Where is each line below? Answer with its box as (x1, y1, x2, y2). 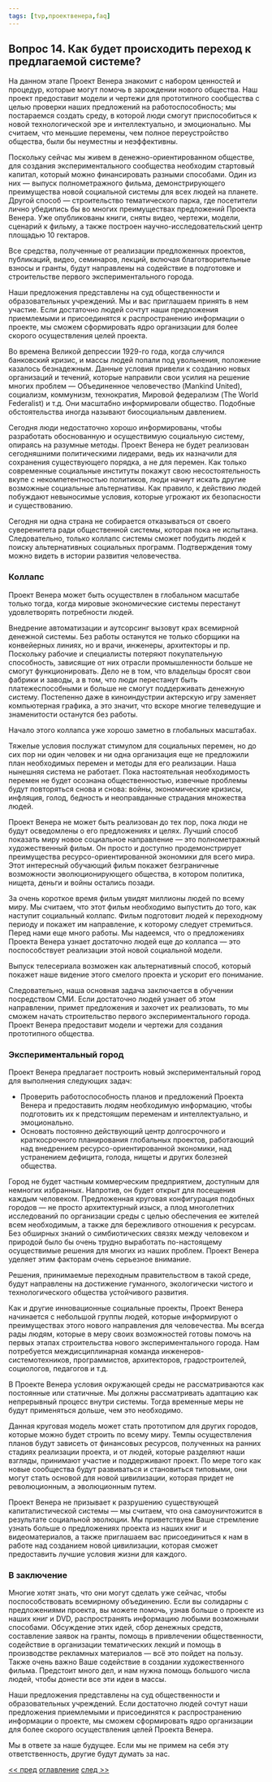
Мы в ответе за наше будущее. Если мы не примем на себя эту (8, 1741, 229, 1750)
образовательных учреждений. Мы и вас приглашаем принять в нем (8, 296, 249, 306)
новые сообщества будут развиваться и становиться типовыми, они (8, 1465, 248, 1475)
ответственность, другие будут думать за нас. (8, 1749, 171, 1759)
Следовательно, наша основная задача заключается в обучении (8, 985, 234, 995)
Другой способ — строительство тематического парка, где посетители (8, 196, 257, 206)
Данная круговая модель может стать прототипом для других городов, (8, 1421, 258, 1431)
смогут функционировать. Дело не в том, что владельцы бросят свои (8, 666, 252, 676)
